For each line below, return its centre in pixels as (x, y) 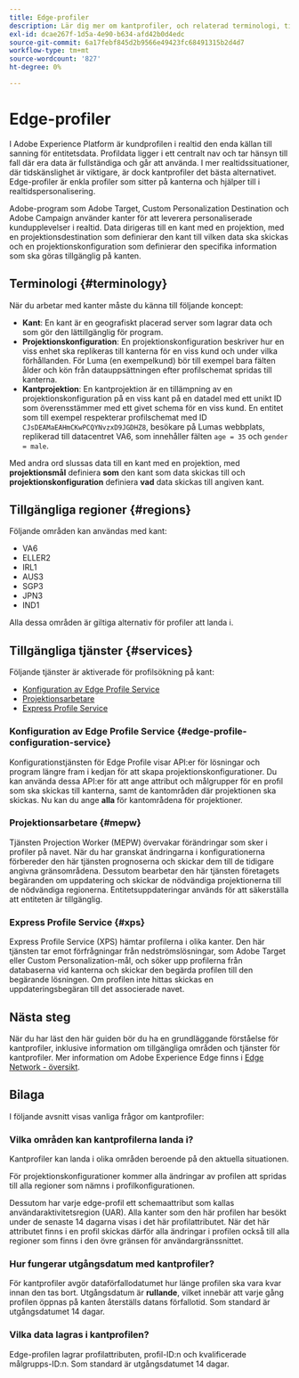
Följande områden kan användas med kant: (88, 531)
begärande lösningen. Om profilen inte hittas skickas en (111, 980)
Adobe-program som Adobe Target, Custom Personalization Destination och (149, 208)
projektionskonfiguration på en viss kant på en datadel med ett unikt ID (152, 398)
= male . (35, 446)
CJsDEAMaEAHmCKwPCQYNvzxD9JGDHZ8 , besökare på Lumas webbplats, (143, 427)
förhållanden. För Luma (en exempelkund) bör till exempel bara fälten (149, 360)
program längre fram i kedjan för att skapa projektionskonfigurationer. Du (143, 771)
